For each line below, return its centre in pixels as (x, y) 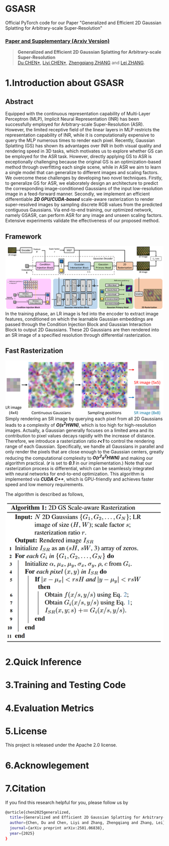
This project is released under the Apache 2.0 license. (61, 745)
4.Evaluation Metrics (50, 708)
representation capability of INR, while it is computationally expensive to (80, 135)
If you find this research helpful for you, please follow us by (67, 802)
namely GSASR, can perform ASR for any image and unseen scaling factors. (84, 215)
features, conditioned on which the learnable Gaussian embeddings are (79, 319)
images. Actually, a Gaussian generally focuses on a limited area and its (79, 430)
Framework (23, 236)
